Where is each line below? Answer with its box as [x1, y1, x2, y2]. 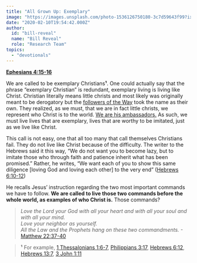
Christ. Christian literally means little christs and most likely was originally [6, 92, 184, 99]
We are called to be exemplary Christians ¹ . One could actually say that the [6, 80, 185, 87]
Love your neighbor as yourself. [20, 220, 98, 227]
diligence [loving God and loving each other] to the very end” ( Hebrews [6, 166, 179, 173]
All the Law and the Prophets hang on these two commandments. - [20, 226, 184, 233]
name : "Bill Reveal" [11, 36, 62, 42]
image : [6, 14, 22, 20]
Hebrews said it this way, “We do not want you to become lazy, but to [6, 147, 174, 154]
